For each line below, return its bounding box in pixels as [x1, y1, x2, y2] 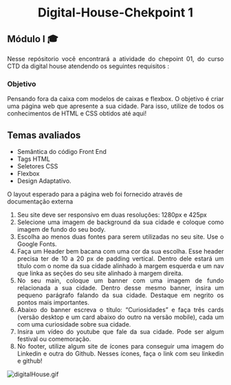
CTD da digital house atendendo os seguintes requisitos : [7, 62, 170, 70]
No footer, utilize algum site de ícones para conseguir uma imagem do [16, 342, 224, 351]
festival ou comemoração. [16, 335, 91, 343]
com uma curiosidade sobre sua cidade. [16, 320, 131, 329]
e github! [16, 357, 43, 365]
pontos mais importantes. [16, 298, 89, 307]
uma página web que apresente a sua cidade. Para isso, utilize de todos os [7, 102, 224, 111]
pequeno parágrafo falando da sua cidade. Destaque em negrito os [16, 291, 224, 300]
